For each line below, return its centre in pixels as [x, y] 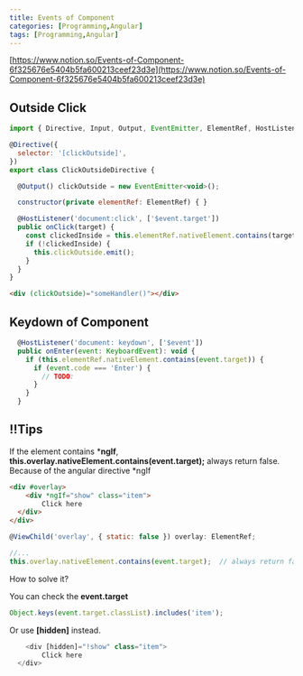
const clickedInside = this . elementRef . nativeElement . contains [147, 236]
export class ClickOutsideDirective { [82, 170]
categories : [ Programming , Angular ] [76, 26]
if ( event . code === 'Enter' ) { [92, 368]
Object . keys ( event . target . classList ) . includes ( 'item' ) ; [116, 613]
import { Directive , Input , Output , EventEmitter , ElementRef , [131, 129]
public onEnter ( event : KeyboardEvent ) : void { [106, 351]
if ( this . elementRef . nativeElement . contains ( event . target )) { [145, 359]
